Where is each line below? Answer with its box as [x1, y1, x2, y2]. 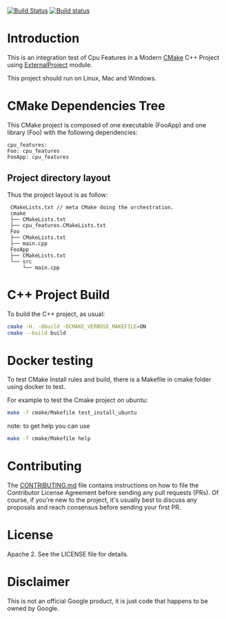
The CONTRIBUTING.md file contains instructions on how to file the [7, 481, 199, 489]
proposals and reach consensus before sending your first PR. [7, 503, 181, 511]
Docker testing [7, 353, 94, 368]
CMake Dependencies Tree [7, 98, 165, 114]
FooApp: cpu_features [7, 154, 70, 160]
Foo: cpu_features [7, 147, 60, 154]
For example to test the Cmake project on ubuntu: [7, 396, 148, 404]
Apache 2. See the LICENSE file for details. [7, 549, 129, 558]
